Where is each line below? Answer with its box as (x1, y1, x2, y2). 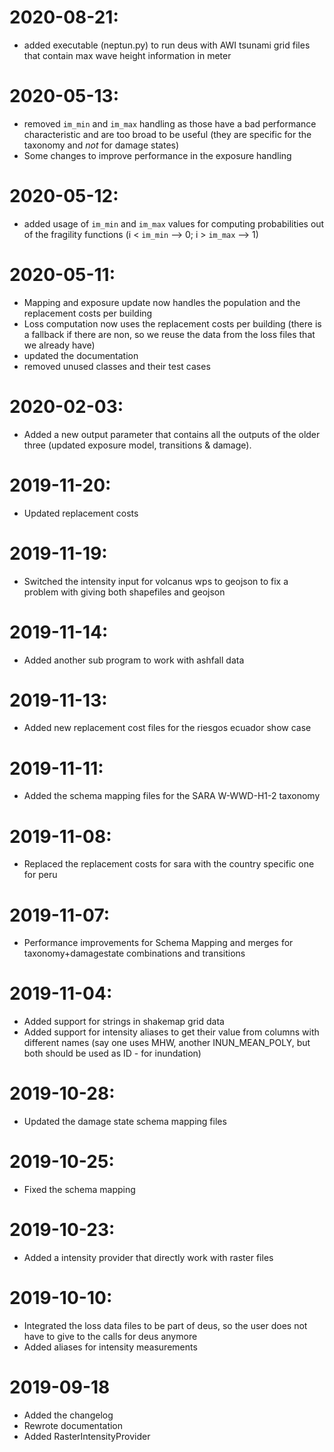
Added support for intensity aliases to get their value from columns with (23, 1026, 320, 1038)
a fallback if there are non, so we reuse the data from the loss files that (23, 328, 316, 340)
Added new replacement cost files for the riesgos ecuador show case (23, 722, 312, 734)
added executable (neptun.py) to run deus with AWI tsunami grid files (23, 39, 311, 51)
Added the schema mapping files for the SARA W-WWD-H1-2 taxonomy (23, 790, 321, 802)
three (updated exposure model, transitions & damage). (23, 439, 252, 451)
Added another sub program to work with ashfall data (23, 654, 245, 666)
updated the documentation (23, 349, 139, 361)
